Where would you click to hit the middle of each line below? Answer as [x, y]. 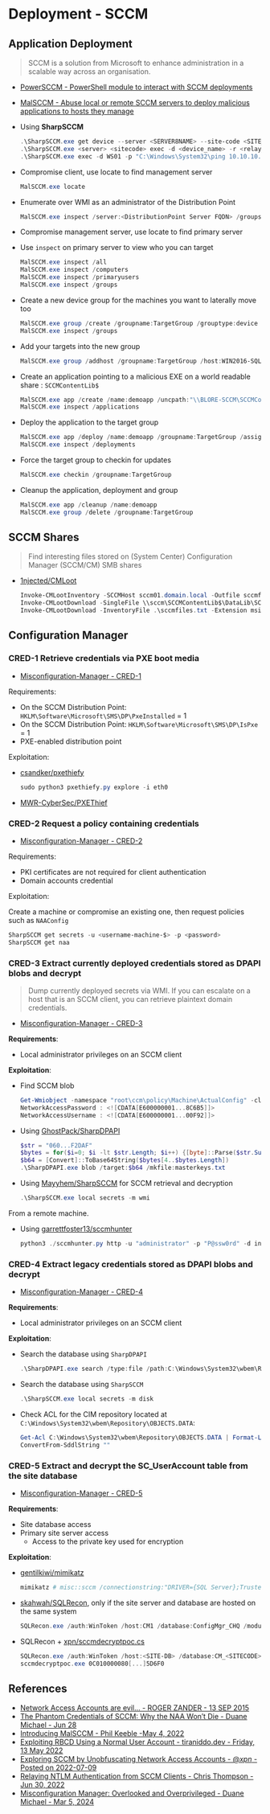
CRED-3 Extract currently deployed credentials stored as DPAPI [135, 963]
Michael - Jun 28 [48, 1725]
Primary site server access [64, 1533]
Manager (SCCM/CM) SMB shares [85, 565]
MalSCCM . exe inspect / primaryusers [80, 277]
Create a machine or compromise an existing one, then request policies [127, 911]
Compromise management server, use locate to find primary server [131, 232]
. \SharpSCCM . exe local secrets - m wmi [85, 1198]
